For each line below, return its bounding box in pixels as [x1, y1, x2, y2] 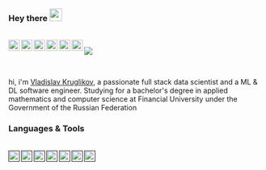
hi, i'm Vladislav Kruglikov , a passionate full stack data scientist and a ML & [8, 77, 258, 87]
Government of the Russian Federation [8, 103, 137, 113]
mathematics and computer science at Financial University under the [8, 94, 238, 104]
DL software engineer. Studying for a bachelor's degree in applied [8, 85, 229, 96]
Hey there [8, 12, 49, 23]
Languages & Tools [8, 123, 85, 135]
